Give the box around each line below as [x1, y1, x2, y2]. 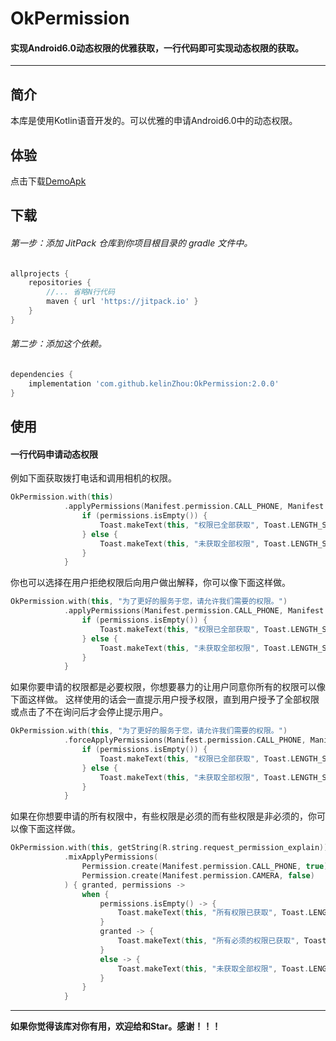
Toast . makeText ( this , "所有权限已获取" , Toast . [117, 908, 310, 918]
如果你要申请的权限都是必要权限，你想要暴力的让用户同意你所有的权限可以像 [10, 681, 326, 693]
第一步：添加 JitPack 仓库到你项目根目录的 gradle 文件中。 [10, 237, 253, 249]
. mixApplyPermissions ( [63, 852, 159, 862]
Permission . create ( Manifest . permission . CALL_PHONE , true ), [81, 862, 333, 872]
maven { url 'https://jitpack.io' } [46, 297, 199, 307]
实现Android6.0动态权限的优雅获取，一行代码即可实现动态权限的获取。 [10, 42, 304, 54]
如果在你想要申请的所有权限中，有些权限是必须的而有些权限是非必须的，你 [10, 810, 317, 822]
